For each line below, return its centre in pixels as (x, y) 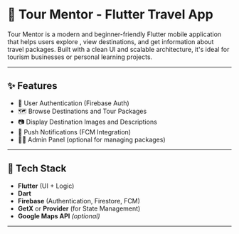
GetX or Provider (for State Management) (79, 208)
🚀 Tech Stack (37, 169)
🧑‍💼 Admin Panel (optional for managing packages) (91, 139)
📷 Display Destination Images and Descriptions (87, 122)
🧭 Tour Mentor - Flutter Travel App (110, 15)
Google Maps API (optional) (59, 216)
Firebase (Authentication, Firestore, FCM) (79, 201)
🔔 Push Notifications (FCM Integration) (74, 132)
